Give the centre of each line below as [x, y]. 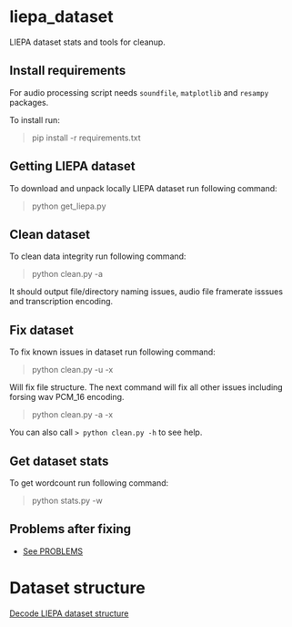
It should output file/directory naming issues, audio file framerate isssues [146, 292]
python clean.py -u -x [72, 370]
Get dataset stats [59, 461]
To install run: [35, 119]
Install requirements [68, 71]
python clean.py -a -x [72, 415]
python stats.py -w [67, 500]
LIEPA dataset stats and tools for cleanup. [87, 42]
